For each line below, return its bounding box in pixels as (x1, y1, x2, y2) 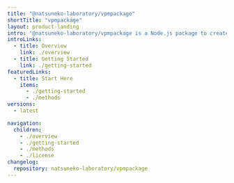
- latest (13, 107, 39, 114)
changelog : (7, 159, 39, 166)
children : (13, 126, 42, 133)
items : (19, 81, 39, 88)
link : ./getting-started (19, 62, 92, 69)
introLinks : (7, 36, 42, 43)
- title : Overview (13, 42, 68, 49)
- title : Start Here (13, 74, 73, 82)
